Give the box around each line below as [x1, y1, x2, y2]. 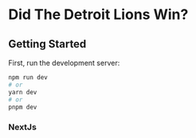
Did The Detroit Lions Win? [8, 6, 189, 24]
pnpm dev [8, 103, 37, 111]
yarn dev [8, 88, 37, 96]
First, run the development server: [8, 58, 120, 67]
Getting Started [8, 37, 87, 51]
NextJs [8, 121, 37, 132]
